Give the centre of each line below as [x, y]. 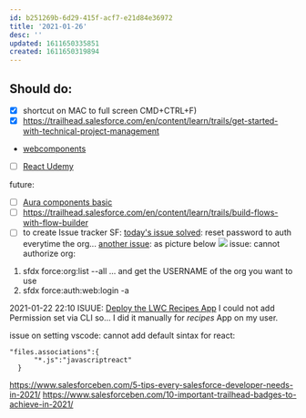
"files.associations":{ [55, 352]
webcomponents [54, 149]
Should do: [41, 89]
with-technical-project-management [91, 131]
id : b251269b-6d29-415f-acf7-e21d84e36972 [91, 18]
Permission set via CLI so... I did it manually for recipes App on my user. [144, 318]
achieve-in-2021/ [41, 404]
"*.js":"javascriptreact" [82, 361]
